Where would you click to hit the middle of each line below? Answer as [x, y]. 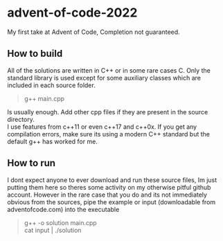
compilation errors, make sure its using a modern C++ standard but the [108, 134]
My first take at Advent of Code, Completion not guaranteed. [93, 32]
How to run [32, 163]
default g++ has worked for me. [53, 141]
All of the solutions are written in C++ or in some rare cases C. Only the [109, 70]
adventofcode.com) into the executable [63, 209]
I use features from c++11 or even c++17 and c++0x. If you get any [102, 127]
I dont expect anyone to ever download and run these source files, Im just [112, 180]
